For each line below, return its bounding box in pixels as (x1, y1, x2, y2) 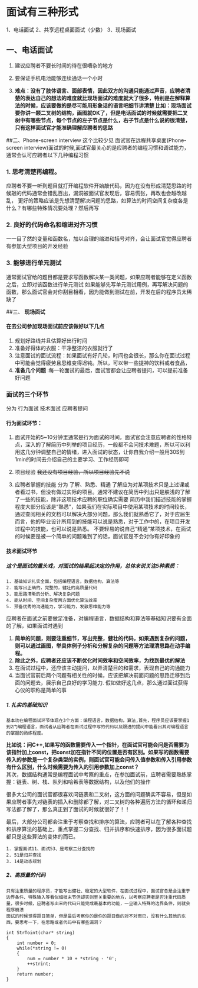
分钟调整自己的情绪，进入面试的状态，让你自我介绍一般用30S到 (30, 448, 185, 456)
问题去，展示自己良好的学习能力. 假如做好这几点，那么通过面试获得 (25, 679, 189, 686)
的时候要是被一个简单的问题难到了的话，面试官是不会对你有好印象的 (14, 533, 180, 540)
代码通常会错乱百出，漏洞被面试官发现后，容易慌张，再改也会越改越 (21, 190, 187, 197)
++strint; (27, 961, 51, 967)
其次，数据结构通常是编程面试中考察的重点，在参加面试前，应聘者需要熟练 (6, 770, 187, 778)
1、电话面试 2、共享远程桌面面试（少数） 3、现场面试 (6, 26, 137, 33)
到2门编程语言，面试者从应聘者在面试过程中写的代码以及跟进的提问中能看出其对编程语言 (6, 724, 189, 729)
